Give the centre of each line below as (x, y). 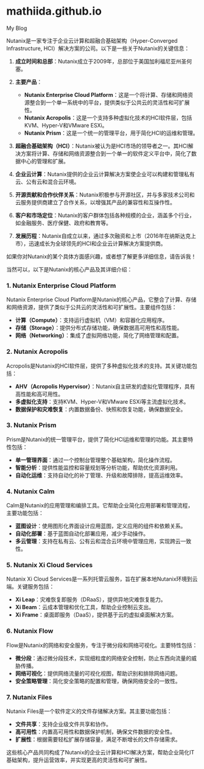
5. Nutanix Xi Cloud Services (50, 565)
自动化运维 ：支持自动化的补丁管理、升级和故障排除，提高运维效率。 (100, 475)
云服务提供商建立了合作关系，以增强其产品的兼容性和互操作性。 (95, 202)
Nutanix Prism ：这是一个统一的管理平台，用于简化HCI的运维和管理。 (111, 133)
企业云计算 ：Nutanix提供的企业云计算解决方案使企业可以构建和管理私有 (105, 174)
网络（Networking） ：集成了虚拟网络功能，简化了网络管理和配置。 (98, 335)
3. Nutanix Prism (31, 425)
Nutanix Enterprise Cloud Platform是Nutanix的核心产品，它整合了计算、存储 (101, 299)
